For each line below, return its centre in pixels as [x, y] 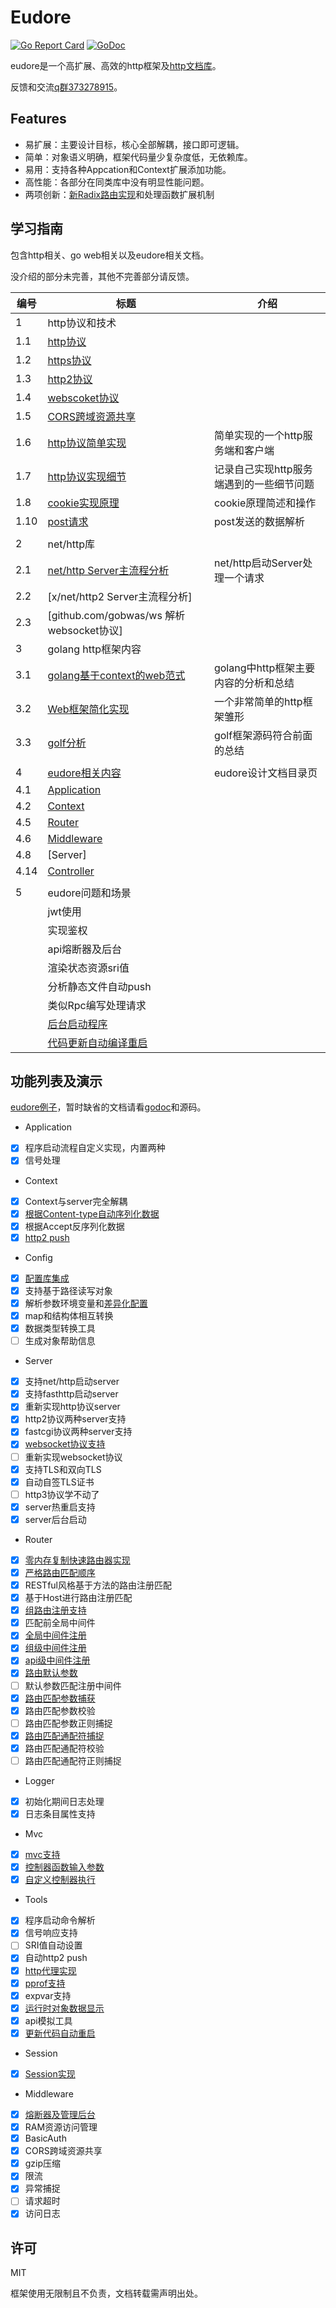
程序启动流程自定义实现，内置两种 [95, 1148]
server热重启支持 [60, 1507]
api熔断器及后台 [85, 949]
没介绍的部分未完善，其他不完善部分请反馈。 [102, 276]
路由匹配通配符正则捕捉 [73, 1760]
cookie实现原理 [83, 503]
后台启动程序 [77, 1024]
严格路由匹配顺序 [60, 1572]
